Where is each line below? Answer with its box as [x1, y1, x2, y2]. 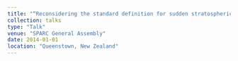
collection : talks [7, 17, 62, 24]
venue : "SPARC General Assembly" [7, 29, 106, 37]
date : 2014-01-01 [7, 36, 59, 43]
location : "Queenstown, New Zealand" [7, 43, 119, 50]
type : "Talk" [7, 23, 46, 30]
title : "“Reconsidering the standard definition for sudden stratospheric [7, 10, 233, 18]
